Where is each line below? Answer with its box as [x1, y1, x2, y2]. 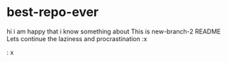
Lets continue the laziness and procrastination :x [6, 34, 148, 42]
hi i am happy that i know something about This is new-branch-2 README [6, 27, 221, 36]
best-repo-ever [6, 4, 99, 20]
